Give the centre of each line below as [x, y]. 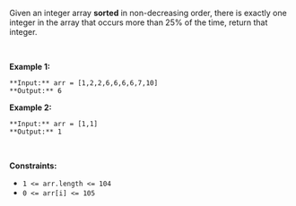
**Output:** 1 [36, 132]
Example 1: [30, 67]
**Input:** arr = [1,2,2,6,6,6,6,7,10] [84, 83]
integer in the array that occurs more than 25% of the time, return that [139, 22]
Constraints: [33, 166]
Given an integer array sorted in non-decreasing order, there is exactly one [148, 13]
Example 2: [30, 107]
